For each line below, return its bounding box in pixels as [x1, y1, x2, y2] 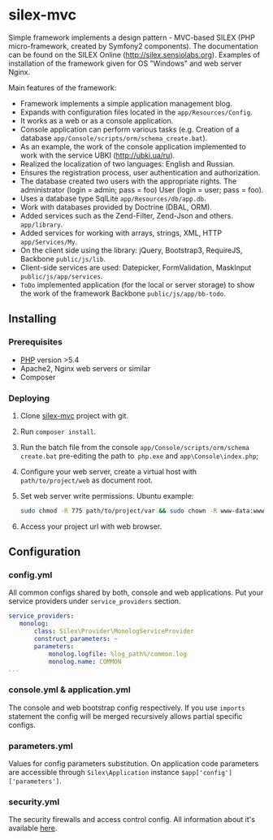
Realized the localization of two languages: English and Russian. [19, 158, 236, 168]
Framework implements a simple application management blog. [19, 98, 233, 108]
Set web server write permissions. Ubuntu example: [19, 491, 194, 500]
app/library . [19, 219, 63, 229]
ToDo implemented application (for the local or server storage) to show [19, 279, 255, 289]
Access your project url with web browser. [19, 522, 162, 531]
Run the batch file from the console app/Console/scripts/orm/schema [19, 442, 250, 452]
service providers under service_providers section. [8, 596, 181, 606]
